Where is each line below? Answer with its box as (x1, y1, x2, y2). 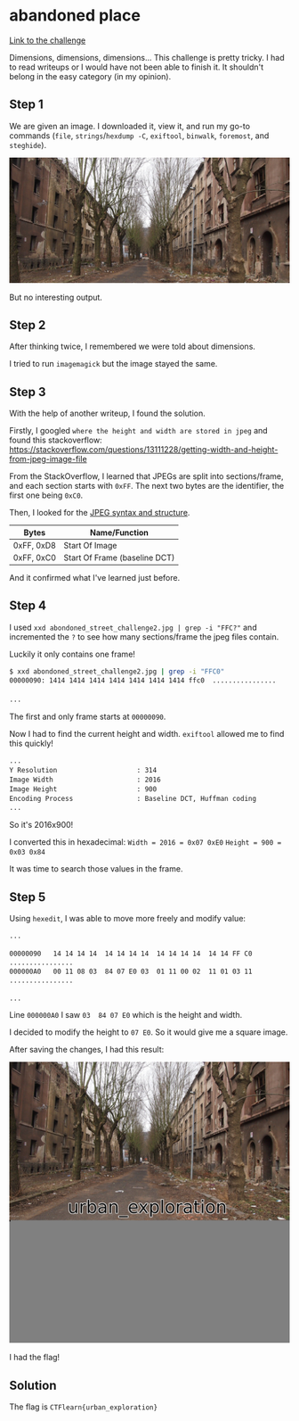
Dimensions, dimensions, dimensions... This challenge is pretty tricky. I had (9, 52, 285, 62)
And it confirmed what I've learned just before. (9, 572, 181, 582)
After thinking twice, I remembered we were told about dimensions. (9, 341, 256, 352)
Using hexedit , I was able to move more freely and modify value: (9, 913, 246, 924)
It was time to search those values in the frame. (9, 863, 183, 874)
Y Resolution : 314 (9, 765, 158, 774)
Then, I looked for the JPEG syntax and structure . (9, 508, 190, 518)
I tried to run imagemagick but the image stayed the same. (9, 359, 218, 369)
